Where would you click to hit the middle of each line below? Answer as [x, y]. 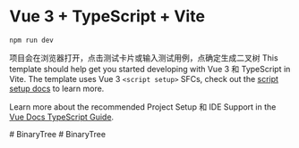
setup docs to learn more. [57, 88]
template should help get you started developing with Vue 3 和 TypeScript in [150, 69]
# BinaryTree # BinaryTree [57, 134]
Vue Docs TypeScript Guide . [62, 117]
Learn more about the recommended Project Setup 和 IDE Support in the [143, 107]
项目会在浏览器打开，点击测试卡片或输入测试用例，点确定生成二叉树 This [144, 58]
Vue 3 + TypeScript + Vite [107, 16]
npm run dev [31, 40]
